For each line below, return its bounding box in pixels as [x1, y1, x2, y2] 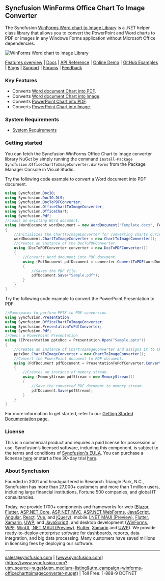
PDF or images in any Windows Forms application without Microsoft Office [5, 35, 156, 41]
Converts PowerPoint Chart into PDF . [12, 98, 87, 105]
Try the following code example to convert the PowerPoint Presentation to [5, 295, 155, 302]
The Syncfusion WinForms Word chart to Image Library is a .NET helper [5, 25, 150, 31]
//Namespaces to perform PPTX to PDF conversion [5, 310, 107, 315]
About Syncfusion [5, 467, 50, 474]
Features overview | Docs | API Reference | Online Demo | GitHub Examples [5, 59, 158, 65]
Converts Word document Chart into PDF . [12, 88, 97, 94]
